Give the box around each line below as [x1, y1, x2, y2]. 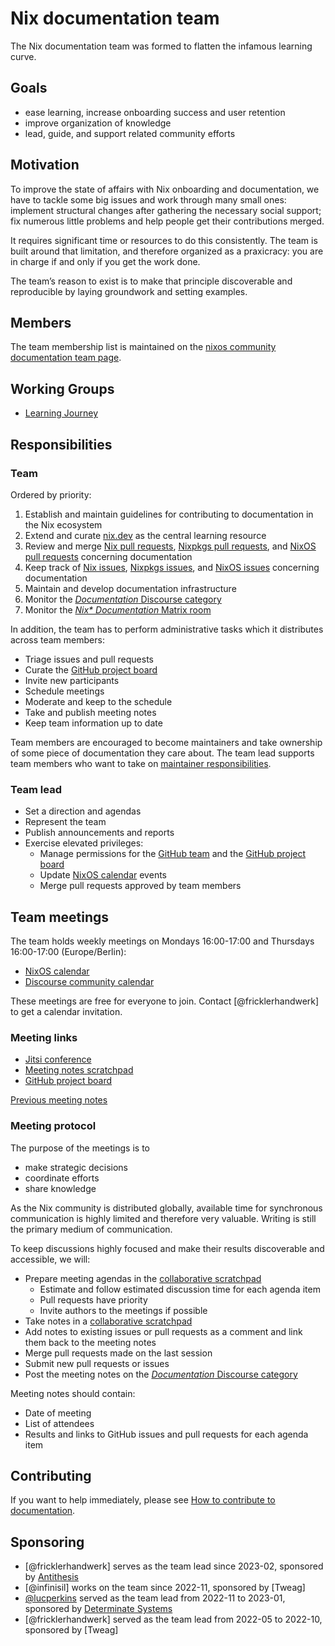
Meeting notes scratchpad [24, 1064, 134, 1076]
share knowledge [24, 1182, 97, 1194]
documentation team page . [10, 352, 122, 364]
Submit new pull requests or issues [24, 1357, 170, 1369]
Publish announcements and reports [24, 827, 175, 839]
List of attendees [24, 1417, 95, 1429]
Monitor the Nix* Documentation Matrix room [24, 603, 212, 616]
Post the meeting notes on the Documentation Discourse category [24, 1368, 298, 1380]
